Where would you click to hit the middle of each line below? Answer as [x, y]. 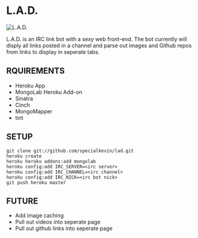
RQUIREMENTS [35, 71]
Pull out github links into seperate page [64, 228]
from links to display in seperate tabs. [53, 51]
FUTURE [22, 201]
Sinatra [24, 98]
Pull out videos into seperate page [58, 222]
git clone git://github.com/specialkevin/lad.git [70, 151]
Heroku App [30, 85]
